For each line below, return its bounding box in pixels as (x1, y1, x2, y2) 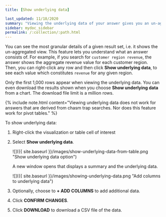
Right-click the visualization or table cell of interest (12, 129, 116, 135)
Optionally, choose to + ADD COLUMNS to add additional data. (12, 188, 140, 194)
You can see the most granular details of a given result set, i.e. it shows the (5, 44, 158, 50)
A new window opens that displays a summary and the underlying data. (12, 163, 158, 169)
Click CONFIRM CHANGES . (12, 198, 69, 204)
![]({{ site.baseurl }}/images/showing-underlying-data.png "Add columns (12, 173, 161, 179)
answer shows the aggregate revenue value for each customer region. (5, 59, 148, 65)
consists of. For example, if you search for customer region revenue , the (5, 54, 152, 60)
